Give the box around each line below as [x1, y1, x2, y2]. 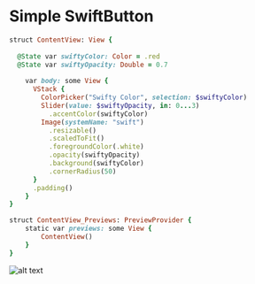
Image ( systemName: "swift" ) [41, 118, 144, 127]
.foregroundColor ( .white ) [48, 142, 144, 151]
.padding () [32, 183, 73, 192]
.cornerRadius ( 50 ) [48, 166, 117, 176]
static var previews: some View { [25, 224, 152, 234]
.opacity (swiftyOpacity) [48, 150, 141, 160]
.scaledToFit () [48, 134, 104, 143]
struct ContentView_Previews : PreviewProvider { [9, 216, 192, 225]
